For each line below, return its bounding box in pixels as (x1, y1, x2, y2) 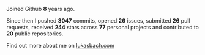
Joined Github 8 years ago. (6, 5, 75, 12)
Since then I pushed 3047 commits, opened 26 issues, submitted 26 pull (6, 17, 190, 24)
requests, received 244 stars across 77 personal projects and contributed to (6, 24, 199, 31)
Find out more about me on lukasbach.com (6, 42, 115, 49)
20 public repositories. (6, 30, 64, 37)
